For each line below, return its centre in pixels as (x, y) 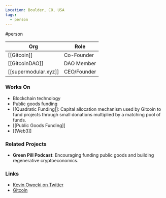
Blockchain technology (37, 98)
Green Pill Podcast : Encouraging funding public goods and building (83, 155)
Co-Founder (79, 55)
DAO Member (80, 63)
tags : (11, 15)
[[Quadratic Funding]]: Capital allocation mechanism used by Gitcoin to (87, 109)
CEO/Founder (80, 72)
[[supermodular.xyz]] (34, 72)
